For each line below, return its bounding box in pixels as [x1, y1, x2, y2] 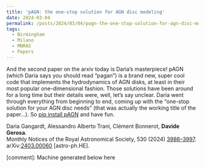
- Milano [12, 37, 34, 43]
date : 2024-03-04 [6, 15, 51, 21]
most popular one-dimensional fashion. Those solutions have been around [6, 85, 193, 92]
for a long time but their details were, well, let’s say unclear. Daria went [6, 91, 184, 98]
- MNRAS [12, 43, 32, 49]
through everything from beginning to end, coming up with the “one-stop [6, 98, 190, 105]
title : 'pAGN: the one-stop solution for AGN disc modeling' [6, 9, 165, 15]
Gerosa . [6, 129, 27, 136]
